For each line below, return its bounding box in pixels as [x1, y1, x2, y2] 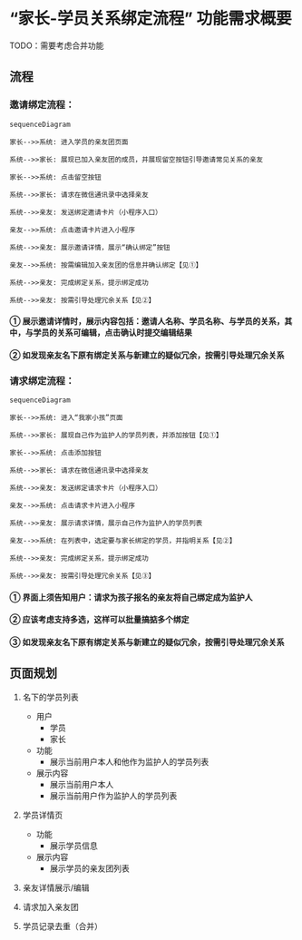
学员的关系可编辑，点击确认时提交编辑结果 [33, 328, 192, 338]
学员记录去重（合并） [22, 920, 102, 931]
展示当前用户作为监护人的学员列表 [49, 790, 178, 801]
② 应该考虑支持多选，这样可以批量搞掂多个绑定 [9, 614, 190, 625]
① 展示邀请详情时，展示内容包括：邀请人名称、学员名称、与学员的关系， [9, 316, 285, 327]
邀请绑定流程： [9, 99, 75, 112]
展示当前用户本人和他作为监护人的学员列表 [49, 756, 209, 767]
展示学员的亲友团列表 [49, 863, 130, 874]
